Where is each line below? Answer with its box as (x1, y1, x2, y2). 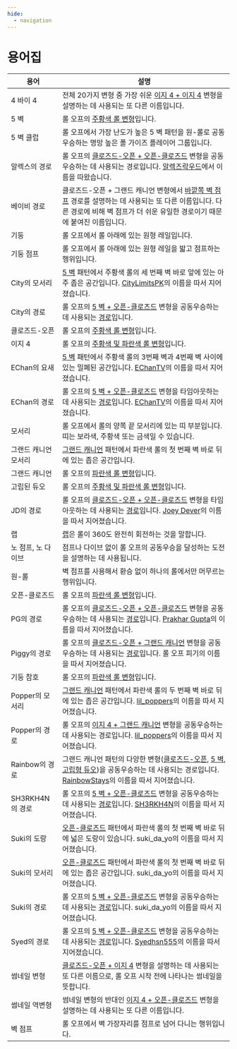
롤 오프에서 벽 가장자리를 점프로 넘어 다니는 (62, 1019, 197, 1029)
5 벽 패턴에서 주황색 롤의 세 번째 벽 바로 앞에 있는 (62, 267, 217, 277)
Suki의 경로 (11, 902, 47, 912)
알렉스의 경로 (11, 162, 52, 171)
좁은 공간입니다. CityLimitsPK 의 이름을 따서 (70, 278, 207, 288)
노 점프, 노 (11, 542, 43, 552)
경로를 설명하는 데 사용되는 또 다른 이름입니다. (70, 196, 214, 206)
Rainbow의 (11, 760, 47, 770)
